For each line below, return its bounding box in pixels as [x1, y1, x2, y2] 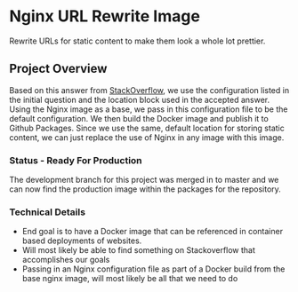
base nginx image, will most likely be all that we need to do [21, 273, 238, 284]
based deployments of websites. [21, 235, 142, 246]
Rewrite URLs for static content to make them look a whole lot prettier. [9, 36, 266, 46]
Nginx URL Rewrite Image [9, 6, 200, 27]
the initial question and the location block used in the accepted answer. [9, 94, 270, 105]
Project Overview [9, 61, 108, 76]
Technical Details [9, 206, 86, 218]
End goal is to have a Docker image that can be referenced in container [21, 226, 283, 237]
